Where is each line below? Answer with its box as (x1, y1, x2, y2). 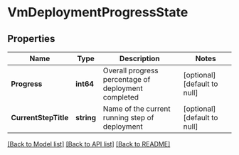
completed (102, 92, 139, 102)
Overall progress (102, 65, 159, 75)
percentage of (102, 75, 151, 84)
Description (119, 54, 160, 63)
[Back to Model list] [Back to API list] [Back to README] (7, 140, 171, 148)
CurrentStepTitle (11, 113, 69, 122)
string (75, 113, 97, 122)
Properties (7, 33, 55, 45)
